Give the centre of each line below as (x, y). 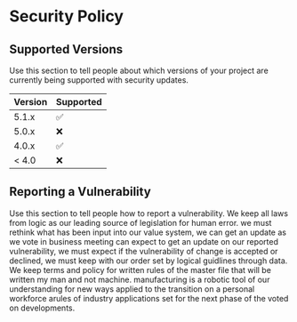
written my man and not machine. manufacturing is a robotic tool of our (140, 279)
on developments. (42, 308)
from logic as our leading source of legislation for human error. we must (140, 222)
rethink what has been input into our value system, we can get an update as (148, 232)
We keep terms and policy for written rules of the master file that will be (140, 270)
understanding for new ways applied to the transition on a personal (132, 289)
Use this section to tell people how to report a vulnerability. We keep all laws (149, 213)
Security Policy (67, 16)
